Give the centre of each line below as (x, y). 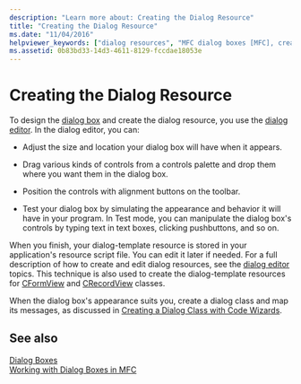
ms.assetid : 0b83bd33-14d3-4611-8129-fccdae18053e (106, 51)
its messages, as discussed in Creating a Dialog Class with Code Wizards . (146, 310)
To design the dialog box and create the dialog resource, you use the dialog (149, 120)
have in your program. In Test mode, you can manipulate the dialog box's (157, 218)
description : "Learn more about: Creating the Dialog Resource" (132, 17)
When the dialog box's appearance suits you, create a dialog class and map (149, 301)
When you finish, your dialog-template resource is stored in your (129, 245)
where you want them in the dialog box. (95, 174)
